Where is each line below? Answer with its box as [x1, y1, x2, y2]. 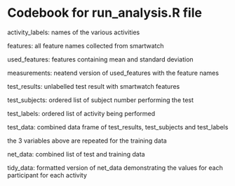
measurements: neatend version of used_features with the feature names [7, 69, 220, 77]
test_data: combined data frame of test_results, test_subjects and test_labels [7, 122, 229, 131]
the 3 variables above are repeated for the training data [7, 136, 167, 145]
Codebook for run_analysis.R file [7, 5, 202, 21]
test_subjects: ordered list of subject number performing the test [7, 96, 194, 104]
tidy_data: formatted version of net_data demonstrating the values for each [7, 163, 223, 172]
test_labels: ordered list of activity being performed [7, 109, 156, 117]
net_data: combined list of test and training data [7, 150, 145, 158]
